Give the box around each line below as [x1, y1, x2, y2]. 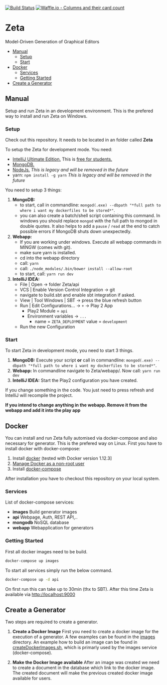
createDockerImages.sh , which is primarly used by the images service [12, 645, 157, 651]
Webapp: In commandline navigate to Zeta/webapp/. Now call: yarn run [12, 368, 161, 374]
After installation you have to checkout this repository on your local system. [5, 476, 160, 482]
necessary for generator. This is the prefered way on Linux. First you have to [5, 440, 163, 446]
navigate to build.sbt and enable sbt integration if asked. [19, 292, 136, 298]
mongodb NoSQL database [12, 519, 69, 525]
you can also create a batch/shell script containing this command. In [19, 212, 161, 219]
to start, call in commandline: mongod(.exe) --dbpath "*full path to [19, 202, 161, 208]
